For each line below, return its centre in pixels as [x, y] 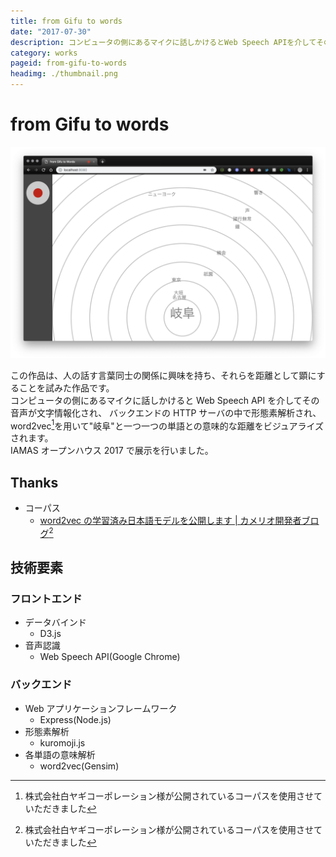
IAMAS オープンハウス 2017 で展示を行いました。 [112, 451]
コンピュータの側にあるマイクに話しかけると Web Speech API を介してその [165, 400]
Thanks [34, 482]
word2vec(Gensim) [79, 766]
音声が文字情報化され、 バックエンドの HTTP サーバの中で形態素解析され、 [166, 412]
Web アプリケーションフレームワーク [101, 708]
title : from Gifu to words [66, 21]
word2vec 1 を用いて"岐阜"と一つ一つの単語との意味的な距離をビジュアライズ [167, 425]
